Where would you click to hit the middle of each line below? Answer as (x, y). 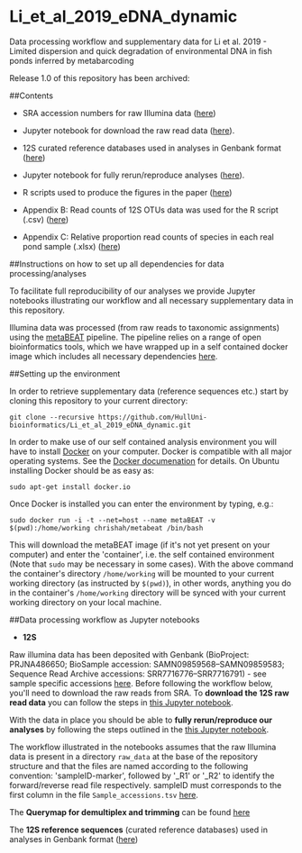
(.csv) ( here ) (46, 219)
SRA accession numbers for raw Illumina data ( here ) (119, 113)
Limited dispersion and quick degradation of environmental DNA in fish (141, 50)
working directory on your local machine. (86, 602)
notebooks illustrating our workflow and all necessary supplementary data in (151, 300)
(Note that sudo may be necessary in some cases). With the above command (151, 564)
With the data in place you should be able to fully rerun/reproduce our (141, 720)
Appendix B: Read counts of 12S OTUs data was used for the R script (151, 210)
